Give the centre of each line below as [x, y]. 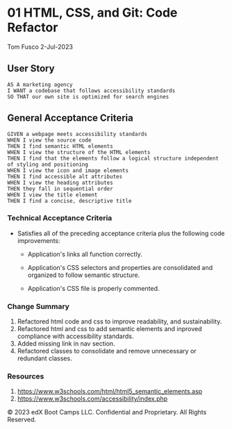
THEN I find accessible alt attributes [65, 176]
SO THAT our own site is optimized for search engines [88, 96]
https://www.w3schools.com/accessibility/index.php [92, 399]
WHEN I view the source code [49, 140]
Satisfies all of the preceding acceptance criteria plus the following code [121, 233]
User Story [31, 68]
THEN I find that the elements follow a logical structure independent [113, 158]
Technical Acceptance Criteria [60, 218]
